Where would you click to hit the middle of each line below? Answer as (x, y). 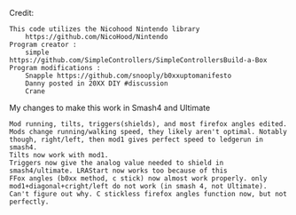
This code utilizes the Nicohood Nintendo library (105, 29)
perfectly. (29, 202)
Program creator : (43, 44)
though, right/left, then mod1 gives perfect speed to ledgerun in (136, 139)
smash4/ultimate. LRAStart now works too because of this (118, 171)
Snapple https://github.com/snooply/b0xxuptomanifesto (129, 76)
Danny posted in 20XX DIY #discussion (97, 84)
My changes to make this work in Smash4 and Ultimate (110, 107)
